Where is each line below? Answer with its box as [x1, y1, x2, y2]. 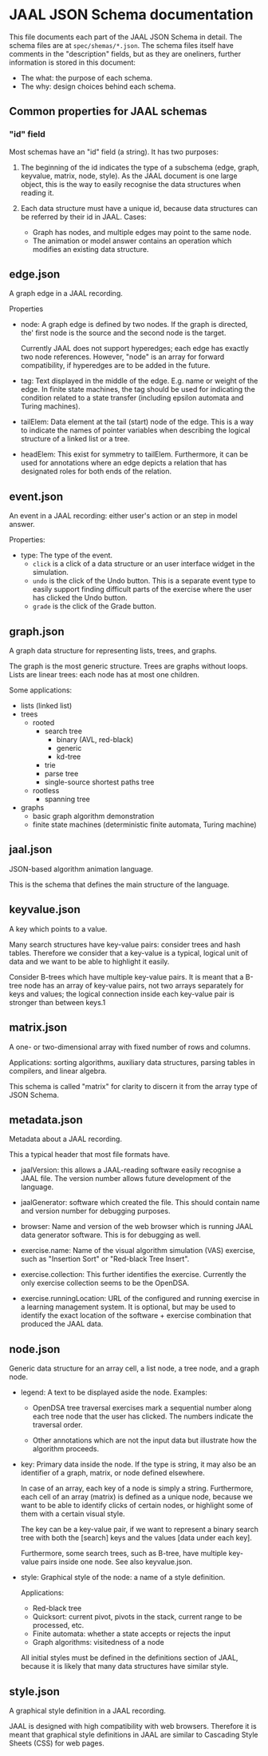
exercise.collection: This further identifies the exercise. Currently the [20, 1270, 246, 1279]
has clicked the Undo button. [32, 593, 128, 603]
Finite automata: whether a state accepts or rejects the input [32, 1629, 231, 1638]
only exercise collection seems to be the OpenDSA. [20, 1278, 190, 1288]
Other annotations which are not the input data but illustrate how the [32, 1435, 258, 1445]
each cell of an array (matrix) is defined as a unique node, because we [20, 1492, 254, 1502]
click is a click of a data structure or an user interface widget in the [32, 559, 255, 569]
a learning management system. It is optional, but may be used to [20, 1302, 236, 1312]
